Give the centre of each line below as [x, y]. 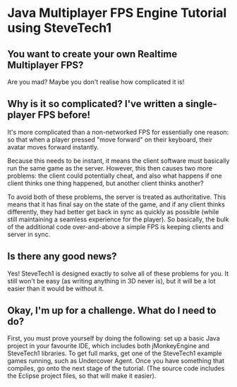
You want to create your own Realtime [92, 54]
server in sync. [29, 234]
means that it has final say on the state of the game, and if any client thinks [116, 204]
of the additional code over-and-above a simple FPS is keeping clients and [116, 226]
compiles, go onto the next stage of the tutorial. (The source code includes [116, 369]
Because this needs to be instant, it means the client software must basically [119, 161]
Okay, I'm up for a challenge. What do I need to [112, 311]
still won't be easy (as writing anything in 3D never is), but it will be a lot [112, 281]
